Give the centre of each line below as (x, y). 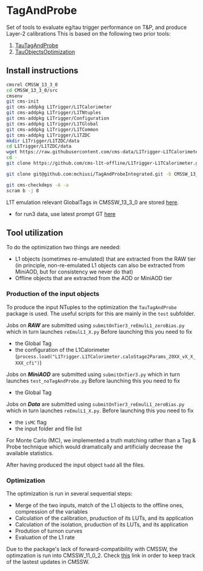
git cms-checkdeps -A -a (37, 185)
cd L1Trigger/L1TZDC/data (39, 146)
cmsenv (14, 96)
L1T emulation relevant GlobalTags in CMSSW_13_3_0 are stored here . (93, 202)
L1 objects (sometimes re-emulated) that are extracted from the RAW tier (105, 259)
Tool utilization (35, 233)
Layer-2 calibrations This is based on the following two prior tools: (89, 33)
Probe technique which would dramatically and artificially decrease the (95, 447)
